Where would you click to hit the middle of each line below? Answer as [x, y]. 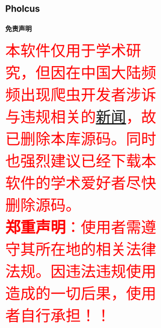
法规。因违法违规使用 [81, 271]
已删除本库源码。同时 [81, 139]
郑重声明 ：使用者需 [73, 227]
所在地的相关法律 [96, 249]
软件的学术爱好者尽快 [81, 183]
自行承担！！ [66, 315]
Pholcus [23, 9]
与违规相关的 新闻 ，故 [81, 117]
